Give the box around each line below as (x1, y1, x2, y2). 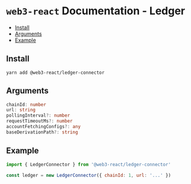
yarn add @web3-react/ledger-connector (6, 70, 105, 76)
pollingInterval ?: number (6, 113, 70, 118)
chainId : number (6, 101, 46, 108)
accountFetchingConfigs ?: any (6, 124, 81, 130)
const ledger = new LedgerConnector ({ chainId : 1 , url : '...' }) (6, 172, 171, 178)
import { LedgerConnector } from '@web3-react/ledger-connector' (6, 161, 171, 167)
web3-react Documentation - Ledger (6, 4, 186, 18)
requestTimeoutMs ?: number (6, 118, 73, 124)
